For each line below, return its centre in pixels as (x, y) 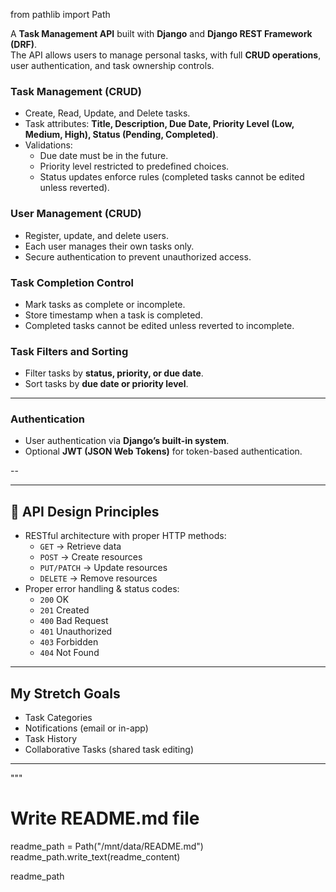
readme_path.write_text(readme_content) (95, 857)
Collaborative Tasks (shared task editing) (109, 750)
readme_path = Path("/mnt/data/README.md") (107, 846)
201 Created (64, 610)
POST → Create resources (91, 557)
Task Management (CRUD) (76, 91)
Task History (51, 739)
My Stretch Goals (65, 693)
